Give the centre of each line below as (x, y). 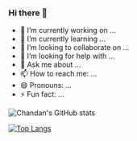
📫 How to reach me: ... (58, 74)
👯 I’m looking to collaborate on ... (75, 48)
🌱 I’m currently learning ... (63, 39)
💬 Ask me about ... (50, 64)
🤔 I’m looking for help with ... (67, 56)
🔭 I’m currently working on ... (68, 31)
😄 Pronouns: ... (46, 85)
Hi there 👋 (28, 13)
